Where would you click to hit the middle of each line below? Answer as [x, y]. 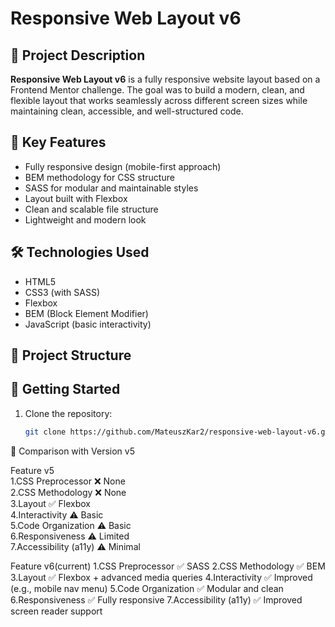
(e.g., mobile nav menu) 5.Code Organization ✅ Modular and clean [147, 588]
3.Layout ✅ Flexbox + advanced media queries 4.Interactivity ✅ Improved [161, 577]
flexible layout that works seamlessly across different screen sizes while [159, 100]
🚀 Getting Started [65, 389]
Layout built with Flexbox [76, 198]
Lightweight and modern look [85, 219]
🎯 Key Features [58, 142]
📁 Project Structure [71, 355]
